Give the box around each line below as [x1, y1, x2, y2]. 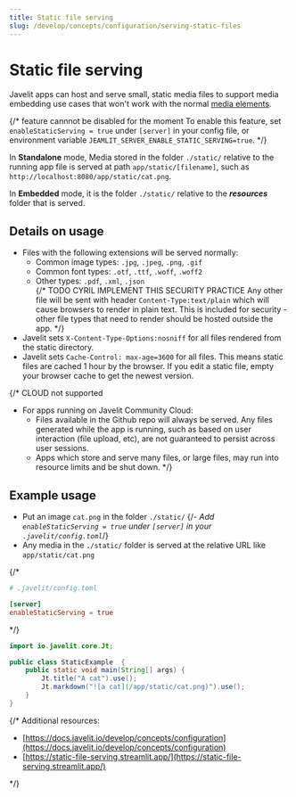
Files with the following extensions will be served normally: [21, 247, 239, 259]
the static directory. [21, 342, 95, 353]
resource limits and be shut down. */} [35, 462, 173, 472]
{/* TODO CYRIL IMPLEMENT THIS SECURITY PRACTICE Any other [35, 285, 284, 296]
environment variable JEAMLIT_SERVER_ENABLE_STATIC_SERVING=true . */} [9, 135, 267, 145]
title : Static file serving [9, 12, 114, 22]
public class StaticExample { [9, 657, 126, 667]
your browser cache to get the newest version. [21, 371, 194, 382]
